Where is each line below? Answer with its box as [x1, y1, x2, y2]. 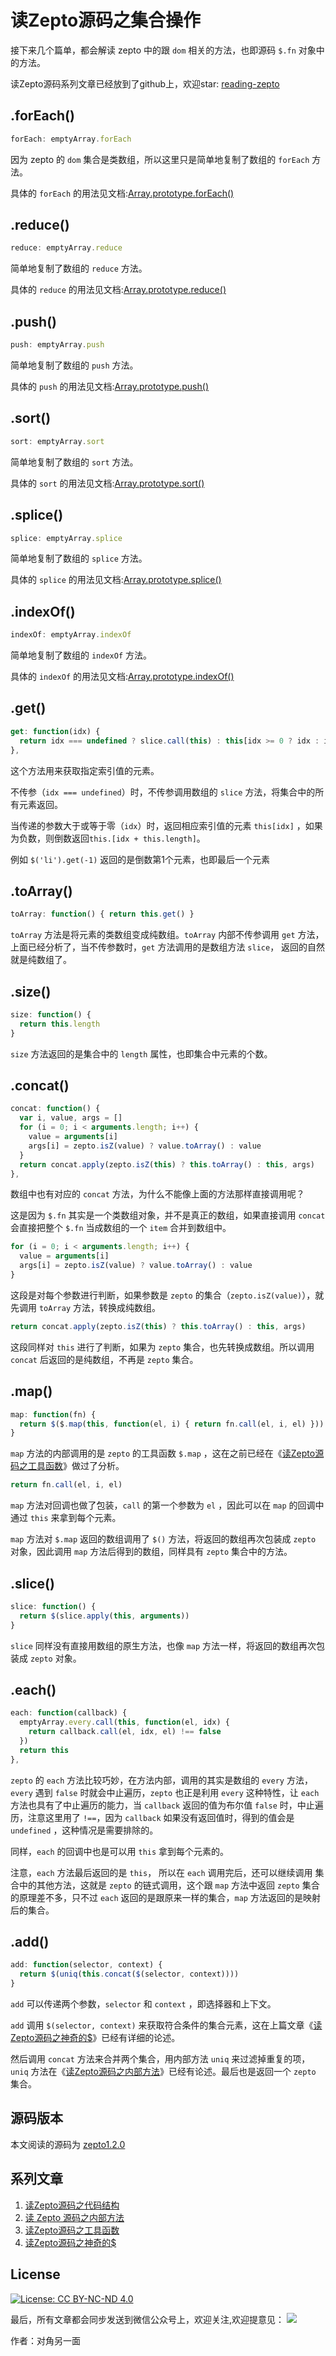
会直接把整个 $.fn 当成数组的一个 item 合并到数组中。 [10, 1222, 232, 1234]
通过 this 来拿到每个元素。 [10, 1512, 122, 1524]
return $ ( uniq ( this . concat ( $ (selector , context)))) [19, 1969, 240, 1980]
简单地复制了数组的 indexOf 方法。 [10, 649, 152, 661]
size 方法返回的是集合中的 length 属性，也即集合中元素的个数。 [10, 1047, 273, 1060]
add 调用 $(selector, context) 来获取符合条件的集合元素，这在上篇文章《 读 [10, 2019, 323, 2031]
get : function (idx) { [10, 726, 101, 736]
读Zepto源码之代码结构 [24, 2199, 120, 2211]
